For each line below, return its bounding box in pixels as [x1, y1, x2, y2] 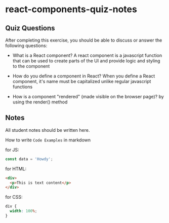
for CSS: [5, 194, 23, 200]
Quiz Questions [5, 24, 55, 32]
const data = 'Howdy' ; [5, 156, 53, 162]
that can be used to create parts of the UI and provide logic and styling [12, 58, 160, 64]
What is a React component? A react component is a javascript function [12, 52, 162, 58]
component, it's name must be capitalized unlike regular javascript [12, 79, 151, 84]
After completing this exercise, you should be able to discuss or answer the [5, 37, 162, 43]
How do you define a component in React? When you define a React [12, 73, 155, 79]
